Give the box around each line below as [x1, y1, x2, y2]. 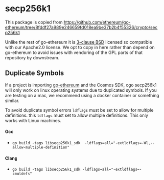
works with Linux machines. [5, 117, 61, 123]
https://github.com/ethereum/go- [63, 19, 131, 25]
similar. [5, 98, 20, 103]
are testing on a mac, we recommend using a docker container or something [5, 92, 160, 98]
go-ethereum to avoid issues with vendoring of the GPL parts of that [5, 50, 143, 55]
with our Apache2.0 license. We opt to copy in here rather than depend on [5, 44, 155, 50]
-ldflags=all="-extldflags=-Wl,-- [85, 140, 155, 145]
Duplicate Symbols [5, 69, 64, 77]
